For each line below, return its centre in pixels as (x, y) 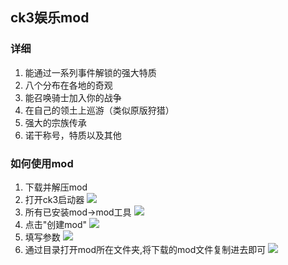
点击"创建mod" (56, 224)
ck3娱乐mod (50, 18)
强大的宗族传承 (55, 122)
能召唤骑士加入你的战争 (73, 97)
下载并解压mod (56, 187)
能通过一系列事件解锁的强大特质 (90, 72)
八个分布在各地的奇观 (68, 85)
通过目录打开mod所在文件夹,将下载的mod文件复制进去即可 (145, 249)
